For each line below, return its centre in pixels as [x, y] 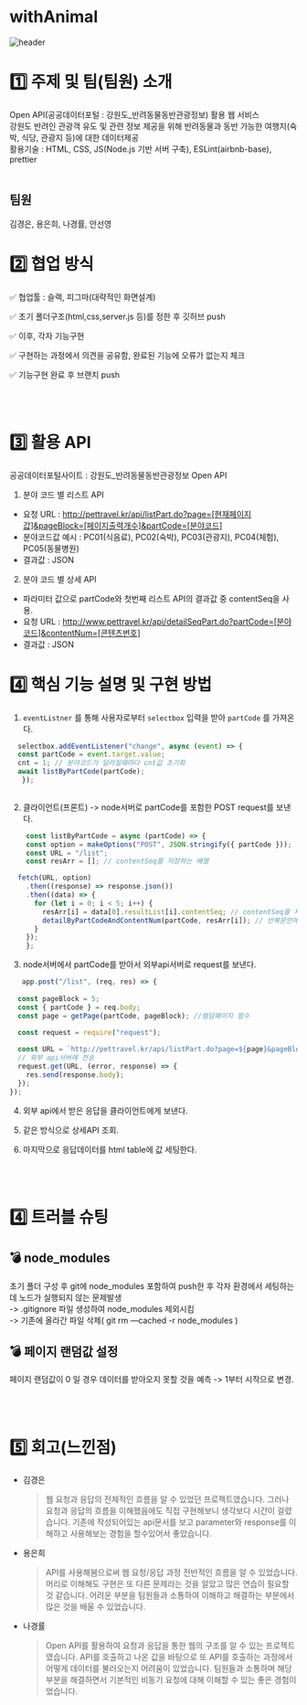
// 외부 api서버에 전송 [56, 1058]
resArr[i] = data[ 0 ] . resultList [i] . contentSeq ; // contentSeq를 [166, 911]
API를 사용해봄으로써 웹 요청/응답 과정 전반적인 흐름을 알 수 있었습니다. [171, 1572]
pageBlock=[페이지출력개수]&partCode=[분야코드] [130, 525]
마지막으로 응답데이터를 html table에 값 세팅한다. [110, 1149]
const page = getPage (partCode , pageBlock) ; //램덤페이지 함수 [134, 1016]
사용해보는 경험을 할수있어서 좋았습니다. [141, 1534]
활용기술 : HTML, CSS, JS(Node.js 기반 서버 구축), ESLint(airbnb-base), [141, 149]
